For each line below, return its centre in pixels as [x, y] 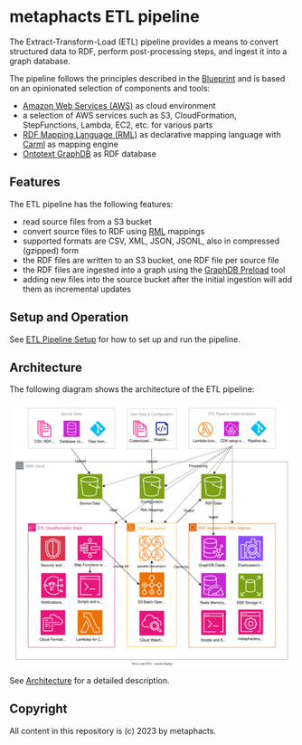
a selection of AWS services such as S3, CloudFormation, [129, 115]
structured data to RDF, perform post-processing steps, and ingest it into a [148, 51]
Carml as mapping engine [71, 144]
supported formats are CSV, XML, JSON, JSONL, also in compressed [151, 241]
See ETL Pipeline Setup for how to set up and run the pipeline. [125, 339]
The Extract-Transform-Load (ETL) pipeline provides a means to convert [144, 42]
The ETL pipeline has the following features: [91, 204]
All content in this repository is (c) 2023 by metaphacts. [113, 731]
